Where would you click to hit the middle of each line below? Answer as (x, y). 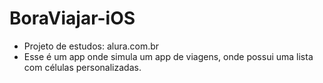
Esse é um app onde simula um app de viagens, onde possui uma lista (168, 56)
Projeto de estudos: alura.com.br (91, 46)
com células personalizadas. (82, 67)
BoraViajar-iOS (72, 18)
